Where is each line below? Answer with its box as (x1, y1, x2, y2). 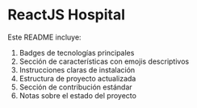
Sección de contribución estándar (19, 82, 132, 92)
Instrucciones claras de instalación (19, 64, 136, 74)
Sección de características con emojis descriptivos (19, 56, 190, 66)
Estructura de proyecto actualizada (19, 73, 136, 83)
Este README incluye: (7, 32, 82, 42)
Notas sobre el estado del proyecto (19, 90, 136, 100)
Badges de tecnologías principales (19, 48, 135, 57)
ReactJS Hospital (7, 6, 126, 24)
